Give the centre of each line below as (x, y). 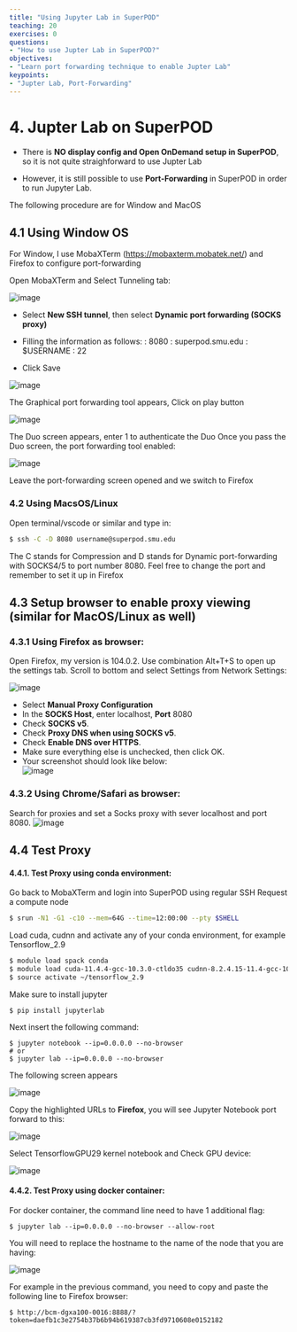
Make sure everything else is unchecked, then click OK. (123, 752)
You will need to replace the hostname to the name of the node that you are (147, 1242)
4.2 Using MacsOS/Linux (64, 503)
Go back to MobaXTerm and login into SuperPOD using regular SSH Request (148, 892)
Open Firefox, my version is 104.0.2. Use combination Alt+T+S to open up (142, 661)
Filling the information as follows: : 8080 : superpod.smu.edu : (135, 341)
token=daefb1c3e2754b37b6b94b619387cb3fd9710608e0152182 (116, 1320)
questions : (29, 42)
